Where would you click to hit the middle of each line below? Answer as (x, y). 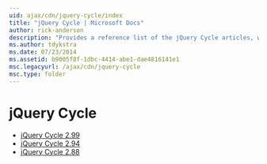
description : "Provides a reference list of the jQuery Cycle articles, (132, 37)
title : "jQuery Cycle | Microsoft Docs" (77, 23)
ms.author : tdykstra (43, 45)
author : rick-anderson (46, 30)
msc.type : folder (38, 74)
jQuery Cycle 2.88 (50, 151)
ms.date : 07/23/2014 (43, 52)
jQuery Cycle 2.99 (50, 135)
